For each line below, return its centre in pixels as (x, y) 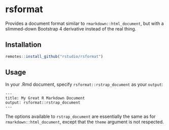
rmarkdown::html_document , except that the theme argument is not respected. (84, 122)
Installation (23, 45)
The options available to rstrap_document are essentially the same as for (80, 117)
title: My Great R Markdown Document (45, 98)
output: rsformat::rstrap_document (43, 103)
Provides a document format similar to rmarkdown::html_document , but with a (84, 23)
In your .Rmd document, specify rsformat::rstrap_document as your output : (84, 84)
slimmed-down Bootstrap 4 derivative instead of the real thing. (71, 28)
